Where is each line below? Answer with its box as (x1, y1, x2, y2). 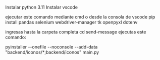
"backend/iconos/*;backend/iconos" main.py (5, 49, 99, 55)
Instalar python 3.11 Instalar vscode (5, 4, 78, 10)
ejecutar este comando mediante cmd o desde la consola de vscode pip (5, 14, 155, 19)
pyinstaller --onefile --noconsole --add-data (5, 44, 98, 49)
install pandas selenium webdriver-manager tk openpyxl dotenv (5, 19, 138, 25)
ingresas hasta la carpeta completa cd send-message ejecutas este (5, 29, 146, 34)
